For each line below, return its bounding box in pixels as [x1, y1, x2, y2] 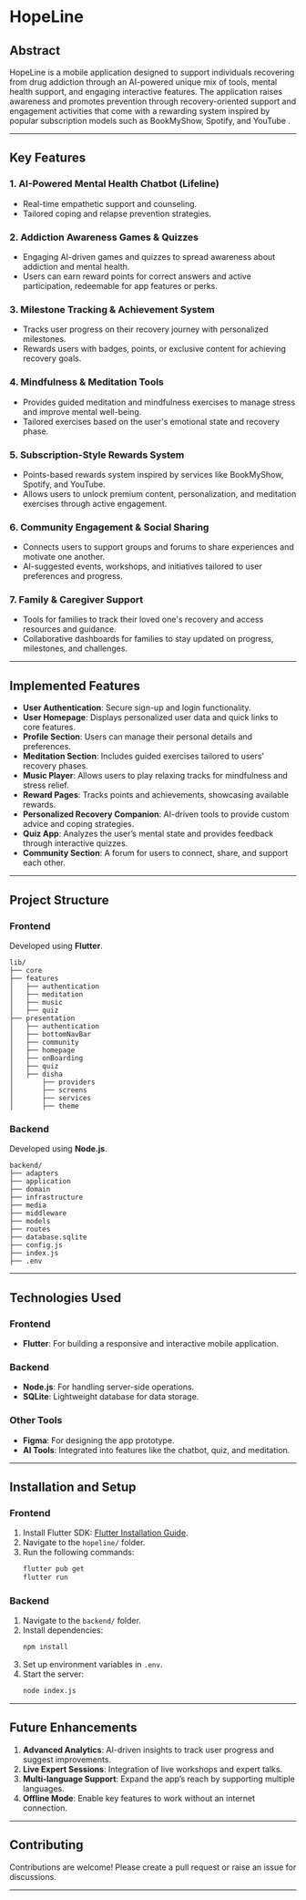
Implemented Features [9, 677, 141, 694]
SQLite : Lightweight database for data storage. [22, 1391, 199, 1402]
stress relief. [22, 780, 70, 790]
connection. [22, 1802, 68, 1813]
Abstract [9, 43, 61, 58]
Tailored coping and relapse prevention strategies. [22, 208, 212, 219]
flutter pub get [22, 1564, 85, 1574]
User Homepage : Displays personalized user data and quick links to [22, 712, 279, 723]
